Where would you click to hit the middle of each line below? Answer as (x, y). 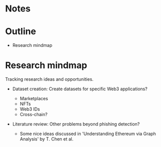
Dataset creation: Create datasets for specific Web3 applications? (80, 89)
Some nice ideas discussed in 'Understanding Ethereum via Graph (88, 134)
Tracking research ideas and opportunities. (49, 79)
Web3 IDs (30, 109)
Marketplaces (34, 99)
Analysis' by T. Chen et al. (47, 139)
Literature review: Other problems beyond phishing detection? (76, 124)
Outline (21, 32)
